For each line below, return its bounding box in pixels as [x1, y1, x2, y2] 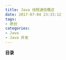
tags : [5, 16, 16, 21]
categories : [5, 26, 30, 31]
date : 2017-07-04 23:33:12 [5, 12, 61, 17]
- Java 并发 [5, 35, 28, 40]
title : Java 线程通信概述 [5, 7, 55, 12]
